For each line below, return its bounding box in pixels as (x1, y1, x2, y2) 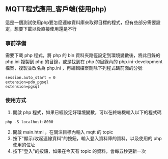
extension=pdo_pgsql (5, 79, 49, 85)
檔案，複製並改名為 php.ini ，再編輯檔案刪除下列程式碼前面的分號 (5, 65, 143, 71)
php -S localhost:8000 (5, 119, 53, 125)
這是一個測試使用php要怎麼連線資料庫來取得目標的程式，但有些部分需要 (5, 19, 156, 25)
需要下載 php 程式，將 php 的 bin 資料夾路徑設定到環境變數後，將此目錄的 (5, 52, 160, 59)
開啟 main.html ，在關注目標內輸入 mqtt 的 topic (12, 129, 114, 135)
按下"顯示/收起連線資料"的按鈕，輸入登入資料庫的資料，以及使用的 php (12, 136, 162, 142)
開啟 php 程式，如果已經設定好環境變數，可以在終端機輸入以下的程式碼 (12, 109, 162, 116)
